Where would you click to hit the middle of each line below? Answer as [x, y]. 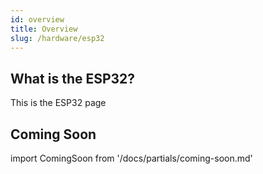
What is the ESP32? [73, 78]
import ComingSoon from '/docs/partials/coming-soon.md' [131, 158]
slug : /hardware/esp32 [57, 38]
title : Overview [44, 29]
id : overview [37, 19]
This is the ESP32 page [58, 103]
